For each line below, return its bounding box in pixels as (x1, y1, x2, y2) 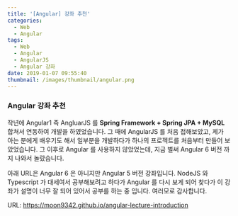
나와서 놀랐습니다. (14, 154, 64, 162)
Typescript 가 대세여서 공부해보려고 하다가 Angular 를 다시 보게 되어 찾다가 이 (7, 178, 223, 186)
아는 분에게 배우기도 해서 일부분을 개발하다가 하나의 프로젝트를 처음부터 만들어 (7, 136, 223, 144)
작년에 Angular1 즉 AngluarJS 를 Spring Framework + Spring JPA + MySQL (7, 118, 225, 127)
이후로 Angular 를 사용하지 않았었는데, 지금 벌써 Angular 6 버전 (47, 144, 222, 153)
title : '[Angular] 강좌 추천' (7, 10, 91, 18)
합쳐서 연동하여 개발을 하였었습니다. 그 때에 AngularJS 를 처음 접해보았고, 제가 (7, 127, 225, 135)
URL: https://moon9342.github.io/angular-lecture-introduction (7, 200, 189, 209)
